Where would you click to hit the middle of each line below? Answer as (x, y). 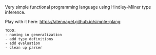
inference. (15, 12)
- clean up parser (24, 48)
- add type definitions (29, 39)
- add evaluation (23, 43)
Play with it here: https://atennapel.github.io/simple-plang (63, 22)
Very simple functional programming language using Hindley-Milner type (78, 7)
